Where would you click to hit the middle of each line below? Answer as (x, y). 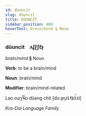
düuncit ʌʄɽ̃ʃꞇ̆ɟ (25, 47)
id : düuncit (18, 10)
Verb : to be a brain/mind (31, 68)
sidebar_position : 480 (29, 24)
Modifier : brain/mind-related (35, 88)
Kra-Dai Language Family (32, 108)
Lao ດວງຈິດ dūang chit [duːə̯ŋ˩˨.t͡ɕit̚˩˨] (44, 98)
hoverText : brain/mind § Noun (37, 29)
